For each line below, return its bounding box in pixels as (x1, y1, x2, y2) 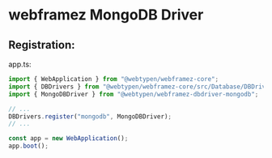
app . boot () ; (8, 142, 49, 151)
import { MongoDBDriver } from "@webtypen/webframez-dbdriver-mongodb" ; (8, 90, 259, 98)
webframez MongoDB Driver (8, 6, 204, 24)
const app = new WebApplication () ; (8, 135, 129, 143)
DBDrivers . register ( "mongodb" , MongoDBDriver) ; (8, 112, 172, 121)
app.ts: (8, 59, 32, 69)
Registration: (8, 38, 75, 52)
